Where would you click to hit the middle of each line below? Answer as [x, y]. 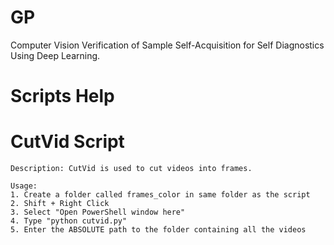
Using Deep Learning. [55, 55]
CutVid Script [67, 142]
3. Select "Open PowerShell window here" [98, 212]
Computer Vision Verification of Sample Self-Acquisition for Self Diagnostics [167, 45]
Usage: [24, 186]
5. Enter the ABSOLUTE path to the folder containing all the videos [158, 230]
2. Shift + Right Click [60, 204]
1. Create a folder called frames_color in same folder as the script [160, 195]
